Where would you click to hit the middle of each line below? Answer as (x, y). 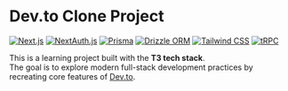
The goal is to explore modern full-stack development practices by (131, 67)
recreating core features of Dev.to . (72, 76)
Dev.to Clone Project (87, 16)
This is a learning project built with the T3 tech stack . (107, 57)
